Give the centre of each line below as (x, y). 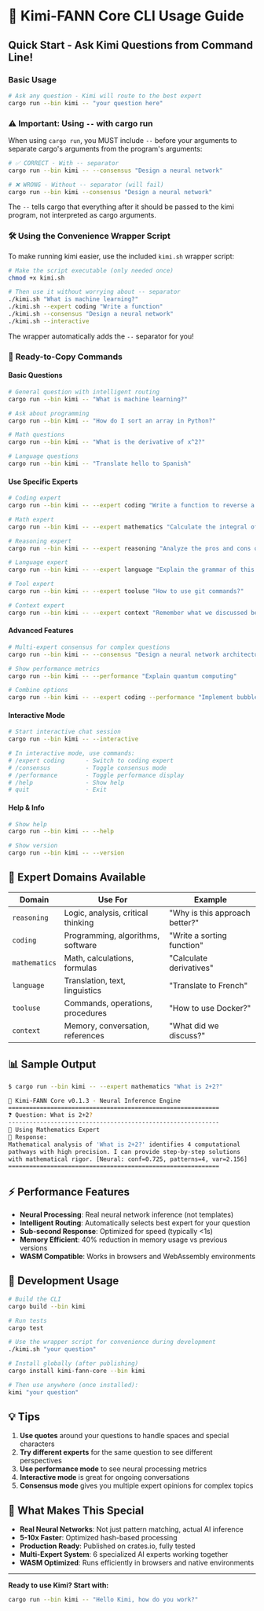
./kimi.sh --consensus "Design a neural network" (91, 314)
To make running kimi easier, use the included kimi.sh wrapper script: (121, 256)
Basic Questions (35, 375)
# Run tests (27, 1320)
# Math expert (31, 519)
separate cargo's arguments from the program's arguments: (105, 148)
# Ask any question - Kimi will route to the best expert (105, 96)
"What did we (194, 1026)
